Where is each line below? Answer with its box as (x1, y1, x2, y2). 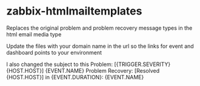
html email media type (6, 30, 62, 38)
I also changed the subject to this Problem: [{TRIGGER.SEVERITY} (6, 61, 171, 68)
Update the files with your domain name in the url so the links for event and (6, 42, 194, 50)
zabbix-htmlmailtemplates (6, 4, 142, 18)
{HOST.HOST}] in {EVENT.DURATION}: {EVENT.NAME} (6, 73, 144, 81)
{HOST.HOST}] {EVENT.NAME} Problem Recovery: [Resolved (6, 67, 159, 74)
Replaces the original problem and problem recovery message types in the (6, 24, 193, 31)
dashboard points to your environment (6, 48, 102, 56)
